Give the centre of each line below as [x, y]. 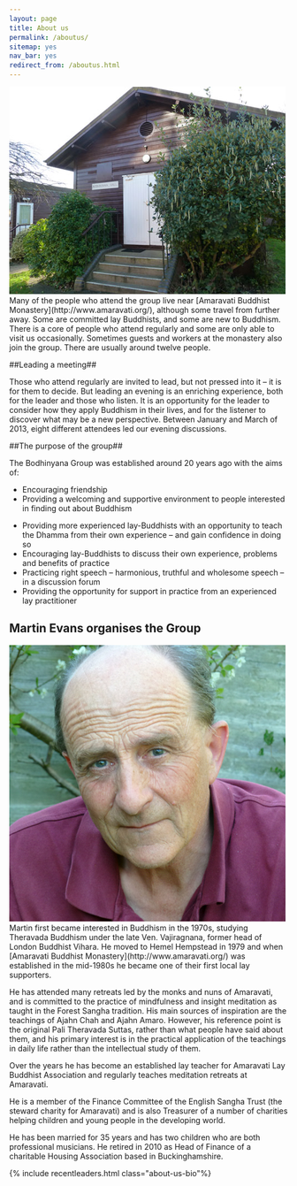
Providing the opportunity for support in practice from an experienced [149, 591]
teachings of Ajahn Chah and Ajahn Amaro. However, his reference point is [145, 1020]
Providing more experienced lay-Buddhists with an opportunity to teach [152, 525]
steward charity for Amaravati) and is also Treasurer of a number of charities [148, 1111]
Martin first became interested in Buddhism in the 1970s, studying [129, 928]
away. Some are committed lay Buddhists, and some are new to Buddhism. [145, 319]
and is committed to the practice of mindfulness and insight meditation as [143, 1001]
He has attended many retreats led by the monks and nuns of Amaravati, [141, 991]
